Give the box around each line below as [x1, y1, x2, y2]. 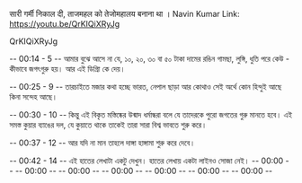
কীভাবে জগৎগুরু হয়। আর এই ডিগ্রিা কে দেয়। [9, 64, 126, 74]
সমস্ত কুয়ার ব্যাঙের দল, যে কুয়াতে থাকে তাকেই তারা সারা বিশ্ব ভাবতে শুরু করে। [9, 119, 208, 130]
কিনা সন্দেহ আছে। [9, 91, 58, 102]
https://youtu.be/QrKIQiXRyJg [9, 19, 120, 29]
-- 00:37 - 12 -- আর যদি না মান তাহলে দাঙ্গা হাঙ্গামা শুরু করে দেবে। [9, 137, 196, 148]
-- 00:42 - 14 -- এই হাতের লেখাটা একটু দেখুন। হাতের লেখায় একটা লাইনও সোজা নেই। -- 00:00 [9, 155, 284, 166]
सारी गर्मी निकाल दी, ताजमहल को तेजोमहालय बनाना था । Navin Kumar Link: [9, 9, 240, 19]
